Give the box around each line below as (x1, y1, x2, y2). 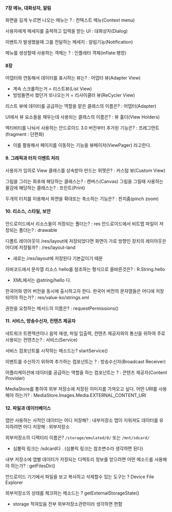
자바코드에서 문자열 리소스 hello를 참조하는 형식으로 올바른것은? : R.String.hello (5, 266, 165, 272)
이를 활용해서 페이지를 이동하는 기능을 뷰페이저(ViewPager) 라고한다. (12, 142, 151, 148)
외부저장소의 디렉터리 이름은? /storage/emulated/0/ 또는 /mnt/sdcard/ (5, 435, 150, 441)
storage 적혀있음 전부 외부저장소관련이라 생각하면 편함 (12, 501, 123, 507)
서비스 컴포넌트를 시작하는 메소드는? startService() (5, 348, 108, 354)
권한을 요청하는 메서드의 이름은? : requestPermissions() (5, 305, 119, 311)
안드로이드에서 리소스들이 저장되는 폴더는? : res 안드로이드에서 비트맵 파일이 (5, 221, 158, 227)
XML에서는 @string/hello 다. (12, 277, 72, 283)
